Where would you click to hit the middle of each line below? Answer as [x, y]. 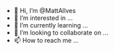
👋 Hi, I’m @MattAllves [45, 11]
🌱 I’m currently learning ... [51, 25]
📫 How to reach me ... [46, 40]
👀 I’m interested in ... [43, 18]
